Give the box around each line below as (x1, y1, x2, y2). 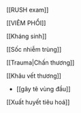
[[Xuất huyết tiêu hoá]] (6, 98, 70, 106)
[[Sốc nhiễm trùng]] (6, 46, 62, 53)
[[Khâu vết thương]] (6, 71, 62, 80)
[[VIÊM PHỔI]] (6, 19, 46, 27)
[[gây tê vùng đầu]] (16, 85, 71, 93)
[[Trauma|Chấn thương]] (6, 59, 75, 67)
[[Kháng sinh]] (6, 32, 47, 40)
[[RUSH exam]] (6, 6, 49, 14)
